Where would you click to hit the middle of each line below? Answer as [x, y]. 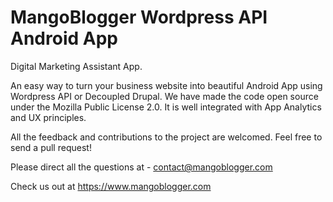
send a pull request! [51, 147]
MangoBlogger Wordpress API [139, 17]
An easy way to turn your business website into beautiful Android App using [166, 85]
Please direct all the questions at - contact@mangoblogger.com [141, 167]
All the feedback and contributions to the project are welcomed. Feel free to [166, 137]
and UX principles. [48, 117]
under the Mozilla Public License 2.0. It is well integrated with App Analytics [166, 107]
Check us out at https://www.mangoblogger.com [111, 186]
